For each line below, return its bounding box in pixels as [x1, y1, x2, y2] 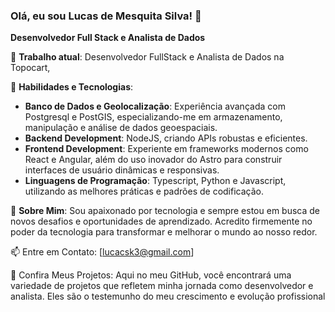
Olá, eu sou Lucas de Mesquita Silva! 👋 [10, 9, 202, 23]
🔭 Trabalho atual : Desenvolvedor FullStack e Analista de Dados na [10, 51, 285, 63]
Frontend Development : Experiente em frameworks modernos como [24, 143, 309, 155]
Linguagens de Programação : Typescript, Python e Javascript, [24, 175, 287, 187]
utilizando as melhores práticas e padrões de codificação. [24, 185, 264, 198]
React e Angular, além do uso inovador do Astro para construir [24, 154, 283, 166]
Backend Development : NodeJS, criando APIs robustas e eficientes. [24, 132, 308, 144]
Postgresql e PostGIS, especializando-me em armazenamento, [24, 111, 283, 123]
